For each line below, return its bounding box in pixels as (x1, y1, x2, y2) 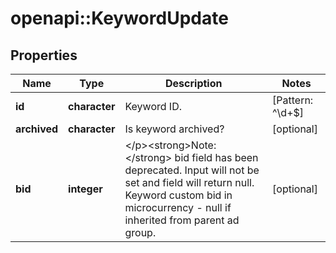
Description (165, 77, 223, 90)
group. (124, 226, 157, 239)
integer (68, 182, 103, 196)
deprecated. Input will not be (124, 163, 260, 177)
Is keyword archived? (124, 122, 225, 136)
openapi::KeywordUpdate (10, 7, 229, 30)
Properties (10, 47, 78, 64)
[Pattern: (272, 93, 314, 107)
